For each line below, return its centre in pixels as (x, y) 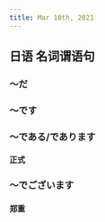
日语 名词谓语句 (52, 56)
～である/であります (52, 137)
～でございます (42, 185)
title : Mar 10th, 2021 (52, 18)
